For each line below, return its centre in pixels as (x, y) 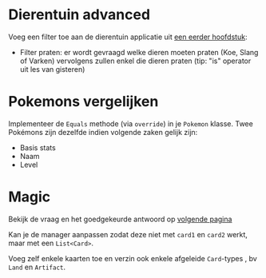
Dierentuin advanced (79, 15)
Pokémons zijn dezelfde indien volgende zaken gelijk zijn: (103, 132)
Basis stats (38, 147)
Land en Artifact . (37, 267)
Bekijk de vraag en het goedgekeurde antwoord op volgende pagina (120, 219)
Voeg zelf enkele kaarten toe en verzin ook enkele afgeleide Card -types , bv (133, 258)
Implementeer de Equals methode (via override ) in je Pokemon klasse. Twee (131, 123)
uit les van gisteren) (52, 69)
